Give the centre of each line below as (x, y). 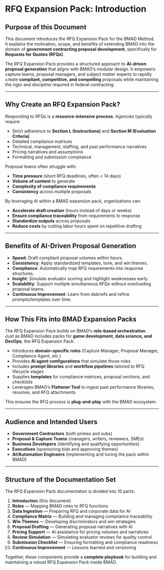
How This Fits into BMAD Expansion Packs (71, 319)
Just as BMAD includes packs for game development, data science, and (79, 336)
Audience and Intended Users (51, 422)
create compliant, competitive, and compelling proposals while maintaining (82, 79)
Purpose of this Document (46, 27)
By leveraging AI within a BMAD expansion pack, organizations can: (73, 201)
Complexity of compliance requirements (54, 186)
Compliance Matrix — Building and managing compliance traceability (82, 516)
